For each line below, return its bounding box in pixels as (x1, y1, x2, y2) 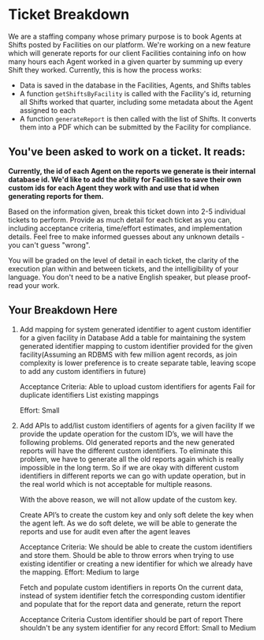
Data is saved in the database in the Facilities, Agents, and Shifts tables (19, 80, 251, 90)
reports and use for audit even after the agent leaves (19, 526, 191, 536)
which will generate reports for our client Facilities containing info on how (8, 48, 247, 58)
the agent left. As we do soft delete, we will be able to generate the (19, 518, 238, 528)
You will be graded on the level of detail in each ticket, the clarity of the (8, 255, 239, 265)
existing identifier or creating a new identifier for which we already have (19, 559, 253, 568)
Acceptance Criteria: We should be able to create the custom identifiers (19, 542, 253, 552)
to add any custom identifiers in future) (19, 366, 147, 376)
